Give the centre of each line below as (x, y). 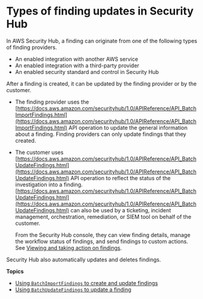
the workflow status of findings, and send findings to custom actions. (101, 241)
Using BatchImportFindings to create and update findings (86, 283)
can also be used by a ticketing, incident (121, 210)
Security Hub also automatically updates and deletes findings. (84, 260)
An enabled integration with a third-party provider (77, 66)
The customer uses (39, 152)
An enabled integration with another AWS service (76, 59)
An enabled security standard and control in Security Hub (87, 72)
